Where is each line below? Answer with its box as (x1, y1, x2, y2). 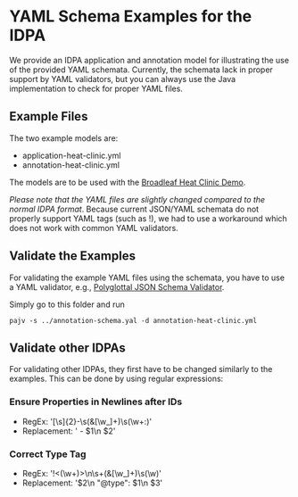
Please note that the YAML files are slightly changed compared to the (9, 194, 266, 204)
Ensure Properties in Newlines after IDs (9, 395, 183, 408)
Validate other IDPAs (9, 340, 127, 355)
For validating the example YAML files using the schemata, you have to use (9, 272, 286, 283)
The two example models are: (9, 132, 119, 144)
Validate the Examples (9, 248, 137, 264)
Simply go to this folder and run (9, 299, 125, 310)
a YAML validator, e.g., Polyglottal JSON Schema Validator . (9, 281, 225, 292)
